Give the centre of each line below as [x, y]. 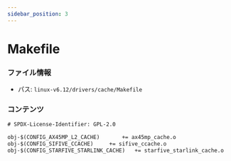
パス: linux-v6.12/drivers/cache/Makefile [80, 89]
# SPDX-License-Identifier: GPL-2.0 [61, 125]
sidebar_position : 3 [38, 14]
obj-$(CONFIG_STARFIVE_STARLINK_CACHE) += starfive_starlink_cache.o [116, 151]
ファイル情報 [29, 72]
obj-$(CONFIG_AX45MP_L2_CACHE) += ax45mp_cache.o [92, 138]
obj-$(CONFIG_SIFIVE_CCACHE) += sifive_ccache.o [87, 144]
